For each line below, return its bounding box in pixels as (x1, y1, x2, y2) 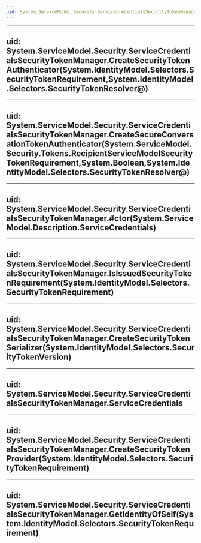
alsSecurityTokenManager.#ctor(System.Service (6, 213, 194, 223)
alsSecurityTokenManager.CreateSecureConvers (6, 130, 194, 140)
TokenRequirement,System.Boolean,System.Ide (6, 157, 190, 168)
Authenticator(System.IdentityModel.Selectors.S (6, 65, 194, 75)
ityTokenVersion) (6, 352, 72, 362)
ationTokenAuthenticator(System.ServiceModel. (6, 139, 193, 149)
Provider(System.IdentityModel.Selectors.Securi (6, 454, 193, 464)
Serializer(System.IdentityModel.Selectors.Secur (6, 343, 195, 353)
